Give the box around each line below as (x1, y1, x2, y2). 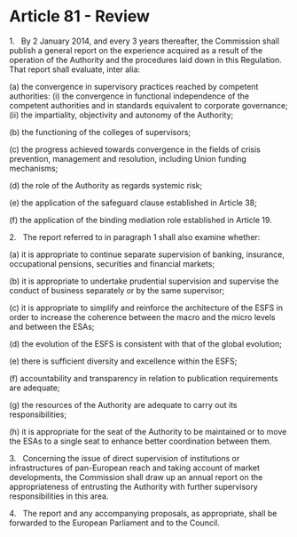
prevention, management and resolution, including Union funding (9, 153, 246, 164)
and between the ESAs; (9, 321, 95, 332)
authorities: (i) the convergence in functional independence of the (9, 91, 250, 101)
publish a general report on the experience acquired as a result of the (9, 44, 263, 55)
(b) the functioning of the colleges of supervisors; (9, 126, 191, 137)
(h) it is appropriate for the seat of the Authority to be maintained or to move (9, 426, 287, 437)
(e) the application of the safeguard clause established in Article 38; (9, 197, 257, 208)
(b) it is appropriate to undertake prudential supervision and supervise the (9, 276, 279, 286)
